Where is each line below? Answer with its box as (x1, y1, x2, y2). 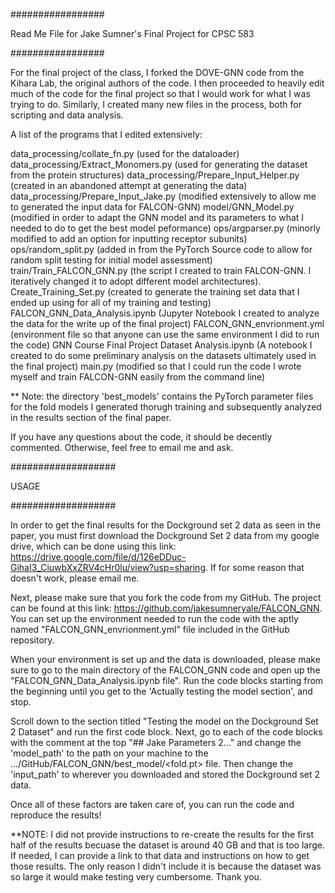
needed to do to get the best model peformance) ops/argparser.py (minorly (10, 222, 321, 234)
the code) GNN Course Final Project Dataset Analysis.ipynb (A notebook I (10, 339, 313, 351)
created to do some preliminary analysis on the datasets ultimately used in (10, 350, 317, 361)
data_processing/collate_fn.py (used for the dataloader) (10, 148, 240, 159)
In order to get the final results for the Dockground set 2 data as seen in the (10, 519, 322, 531)
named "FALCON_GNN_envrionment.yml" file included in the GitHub (10, 624, 290, 635)
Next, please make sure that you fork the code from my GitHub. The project (10, 592, 322, 603)
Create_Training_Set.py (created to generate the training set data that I (10, 286, 300, 298)
